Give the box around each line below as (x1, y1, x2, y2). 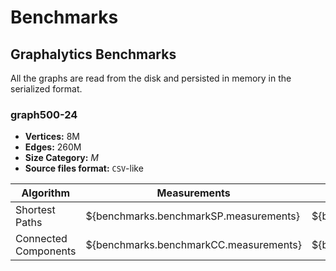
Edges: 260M (24, 141, 82, 153)
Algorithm (21, 186, 71, 200)
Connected (15, 232, 68, 246)
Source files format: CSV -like (24, 162, 144, 175)
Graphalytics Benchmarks (10, 46, 177, 63)
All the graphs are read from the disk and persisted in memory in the (10, 72, 292, 84)
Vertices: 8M (24, 131, 80, 143)
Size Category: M (24, 152, 100, 164)
